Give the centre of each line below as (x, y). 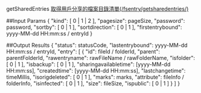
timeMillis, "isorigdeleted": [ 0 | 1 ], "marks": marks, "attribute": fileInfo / (95, 77)
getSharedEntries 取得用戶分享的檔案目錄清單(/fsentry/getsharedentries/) (97, 9)
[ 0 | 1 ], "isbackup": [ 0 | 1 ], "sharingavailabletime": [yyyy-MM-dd (88, 64)
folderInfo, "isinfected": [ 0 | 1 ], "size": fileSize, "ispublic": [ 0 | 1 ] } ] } (93, 83)
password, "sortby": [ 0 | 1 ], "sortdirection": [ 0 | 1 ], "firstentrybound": (94, 27)
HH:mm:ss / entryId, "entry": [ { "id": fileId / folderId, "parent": (83, 52)
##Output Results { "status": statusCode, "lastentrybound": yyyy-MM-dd (97, 45)
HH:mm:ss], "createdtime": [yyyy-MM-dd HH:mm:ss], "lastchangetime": (96, 70)
